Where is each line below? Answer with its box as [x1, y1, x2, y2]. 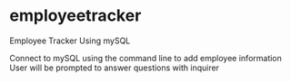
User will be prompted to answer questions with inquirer [9, 62, 220, 73]
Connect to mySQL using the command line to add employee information [9, 52, 282, 63]
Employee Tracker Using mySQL [9, 35, 131, 46]
